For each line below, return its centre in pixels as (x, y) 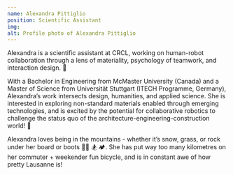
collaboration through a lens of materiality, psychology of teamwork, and (112, 61)
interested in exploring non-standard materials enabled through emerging (113, 104)
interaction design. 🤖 (37, 68)
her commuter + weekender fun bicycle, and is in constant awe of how (109, 157)
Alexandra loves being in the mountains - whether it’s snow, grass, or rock (114, 139)
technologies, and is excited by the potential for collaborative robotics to (111, 111)
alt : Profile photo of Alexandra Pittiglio (72, 33)
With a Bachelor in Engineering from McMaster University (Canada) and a (113, 82)
